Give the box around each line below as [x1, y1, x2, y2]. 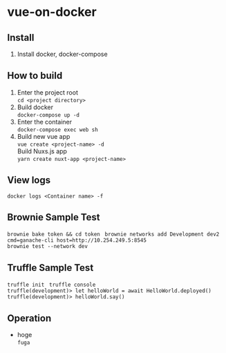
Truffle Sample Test [7, 262, 94, 274]
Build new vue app [17, 132, 70, 140]
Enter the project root [17, 88, 78, 97]
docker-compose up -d [17, 111, 79, 118]
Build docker [17, 103, 54, 111]
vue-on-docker [7, 4, 97, 20]
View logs [7, 174, 51, 187]
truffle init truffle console [7, 281, 96, 289]
